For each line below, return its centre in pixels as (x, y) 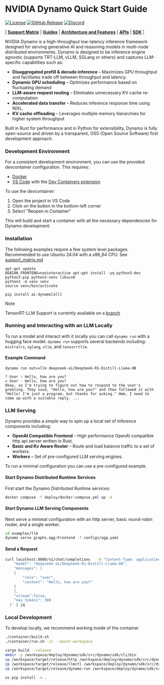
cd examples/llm (21, 533)
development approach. (29, 139)
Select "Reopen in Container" (42, 211)
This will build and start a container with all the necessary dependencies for (81, 221)
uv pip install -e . (26, 677)
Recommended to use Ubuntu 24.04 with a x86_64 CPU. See (66, 254)
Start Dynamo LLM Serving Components (47, 508)
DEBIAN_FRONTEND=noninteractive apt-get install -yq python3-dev (73, 273)
